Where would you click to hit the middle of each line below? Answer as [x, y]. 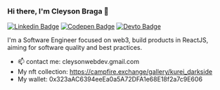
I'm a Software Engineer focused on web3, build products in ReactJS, [108, 40]
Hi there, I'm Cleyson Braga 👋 [58, 11]
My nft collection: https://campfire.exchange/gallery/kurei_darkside [115, 72]
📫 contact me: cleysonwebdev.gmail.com [78, 62]
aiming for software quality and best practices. [75, 48]
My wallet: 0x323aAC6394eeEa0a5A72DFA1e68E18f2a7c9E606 [110, 79]
